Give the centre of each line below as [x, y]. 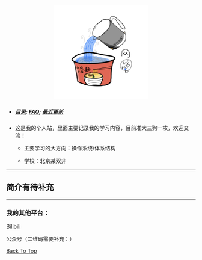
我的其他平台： [28, 213]
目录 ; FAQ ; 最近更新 [39, 111]
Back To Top [22, 251]
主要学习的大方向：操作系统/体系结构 [70, 148]
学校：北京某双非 [45, 161]
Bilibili [14, 226]
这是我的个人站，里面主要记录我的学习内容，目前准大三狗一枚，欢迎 [99, 128]
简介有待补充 [30, 187]
